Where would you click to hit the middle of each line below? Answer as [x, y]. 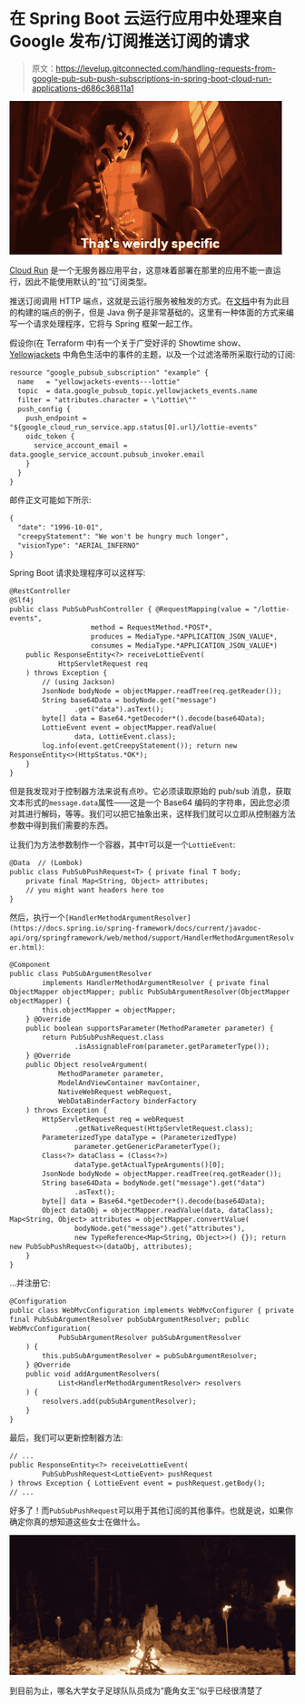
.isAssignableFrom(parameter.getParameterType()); [172, 1046]
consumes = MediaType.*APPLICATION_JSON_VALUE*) [184, 645]
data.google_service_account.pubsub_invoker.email [107, 454]
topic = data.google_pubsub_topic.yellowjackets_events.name [138, 391]
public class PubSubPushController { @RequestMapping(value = [129, 609]
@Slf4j [22, 600]
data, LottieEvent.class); [125, 736]
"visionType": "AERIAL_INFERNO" [79, 545]
